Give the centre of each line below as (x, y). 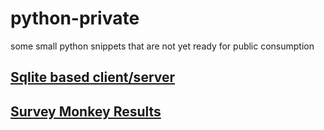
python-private (75, 18)
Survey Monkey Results (86, 111)
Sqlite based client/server (93, 77)
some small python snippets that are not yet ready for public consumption (162, 46)
